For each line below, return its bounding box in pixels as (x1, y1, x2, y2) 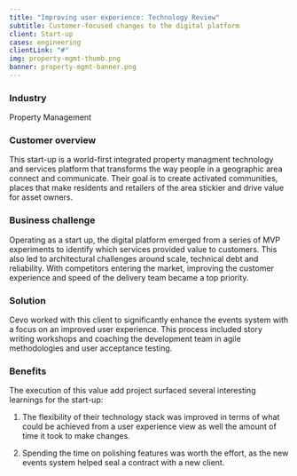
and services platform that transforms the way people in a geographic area (9, 163, 283, 174)
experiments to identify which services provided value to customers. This (9, 243, 277, 254)
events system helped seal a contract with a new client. (21, 457, 225, 468)
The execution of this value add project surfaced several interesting (9, 385, 256, 396)
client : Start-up (9, 29, 74, 38)
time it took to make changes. (21, 431, 130, 441)
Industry (9, 91, 47, 104)
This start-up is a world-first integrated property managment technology (9, 155, 274, 165)
